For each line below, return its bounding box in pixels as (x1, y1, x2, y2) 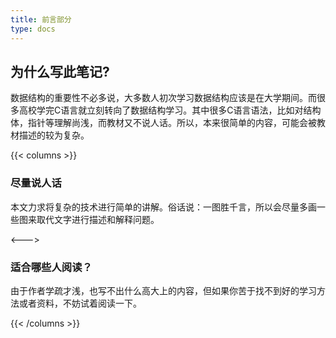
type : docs (10, 24, 56, 34)
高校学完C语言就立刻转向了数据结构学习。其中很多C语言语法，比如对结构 (18, 104, 322, 116)
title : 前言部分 (10, 14, 72, 25)
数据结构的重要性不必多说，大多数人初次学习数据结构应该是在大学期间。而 (10, 92, 317, 104)
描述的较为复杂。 (18, 129, 90, 141)
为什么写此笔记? (10, 63, 110, 80)
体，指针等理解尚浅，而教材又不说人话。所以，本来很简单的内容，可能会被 (10, 117, 317, 129)
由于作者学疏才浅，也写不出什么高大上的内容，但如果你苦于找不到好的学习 (10, 284, 317, 296)
